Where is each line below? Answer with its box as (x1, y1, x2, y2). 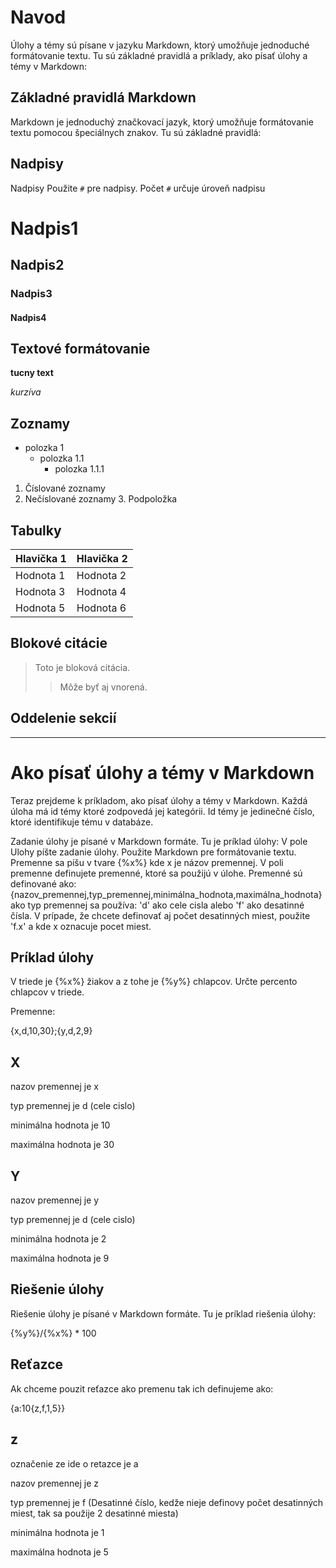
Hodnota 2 (76, 569, 127, 583)
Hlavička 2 (76, 552, 128, 566)
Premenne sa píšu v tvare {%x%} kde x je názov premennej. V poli (10, 856, 284, 868)
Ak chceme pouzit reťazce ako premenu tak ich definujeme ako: (10, 1382, 274, 1395)
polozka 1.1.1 (54, 463, 105, 475)
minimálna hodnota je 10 (10, 1119, 111, 1131)
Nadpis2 (10, 257, 65, 274)
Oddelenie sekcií (10, 710, 117, 727)
